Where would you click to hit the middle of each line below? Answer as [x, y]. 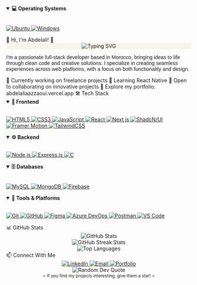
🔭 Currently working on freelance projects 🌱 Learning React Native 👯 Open [96, 80]
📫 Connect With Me [31, 255]
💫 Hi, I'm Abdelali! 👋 [30, 40]
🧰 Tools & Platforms [36, 198]
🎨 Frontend [25, 102]
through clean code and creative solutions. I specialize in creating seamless [92, 63]
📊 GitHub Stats [25, 227]
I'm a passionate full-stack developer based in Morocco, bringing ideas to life [93, 57]
